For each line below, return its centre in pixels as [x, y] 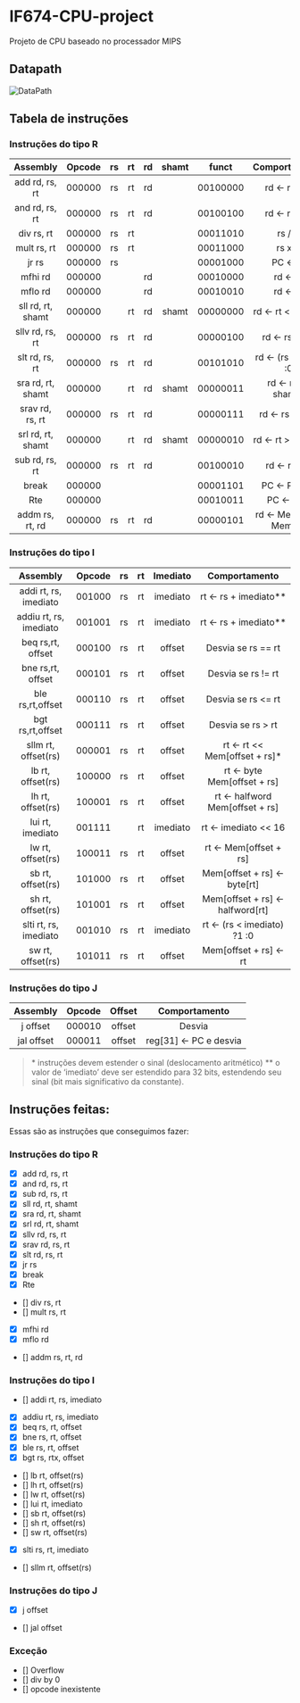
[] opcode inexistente [61, 1690]
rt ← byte [243, 770]
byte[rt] [243, 884]
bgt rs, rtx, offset [53, 1458]
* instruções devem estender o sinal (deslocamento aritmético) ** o [155, 1063]
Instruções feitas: [59, 1110]
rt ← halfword [243, 796]
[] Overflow [43, 1670]
